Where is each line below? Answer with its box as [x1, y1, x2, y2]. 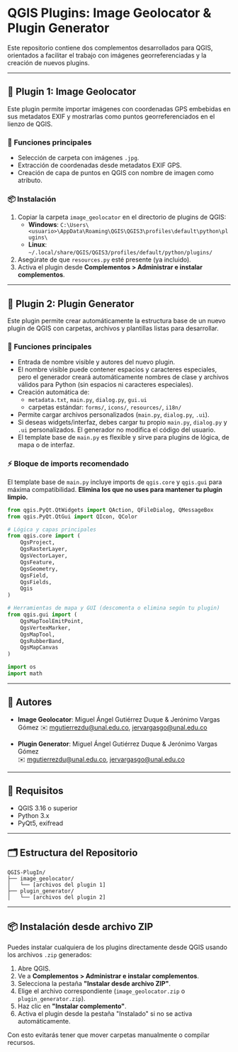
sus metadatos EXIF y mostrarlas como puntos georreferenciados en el [7, 112, 215, 121]
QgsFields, [20, 578, 52, 586]
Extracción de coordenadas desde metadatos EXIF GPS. [17, 161, 182, 169]
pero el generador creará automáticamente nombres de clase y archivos [17, 373, 229, 381]
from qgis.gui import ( [7, 611, 78, 618]
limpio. [7, 493, 28, 501]
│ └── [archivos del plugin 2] [7, 894, 106, 901]
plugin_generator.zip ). [17, 995, 86, 1003]
